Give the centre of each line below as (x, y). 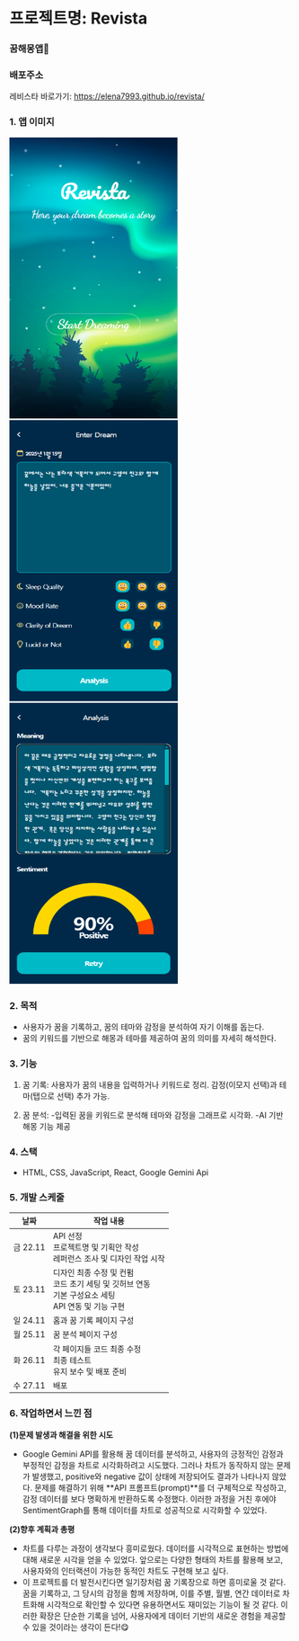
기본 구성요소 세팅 (84, 1295)
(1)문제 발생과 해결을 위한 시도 (62, 1434)
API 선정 (67, 1235)
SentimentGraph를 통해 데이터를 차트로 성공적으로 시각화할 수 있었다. (145, 1510)
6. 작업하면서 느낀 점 (51, 1414)
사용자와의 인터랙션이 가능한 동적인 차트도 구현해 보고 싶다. (125, 1571)
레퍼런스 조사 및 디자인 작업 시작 (109, 1258)
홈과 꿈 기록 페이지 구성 (93, 1320)
